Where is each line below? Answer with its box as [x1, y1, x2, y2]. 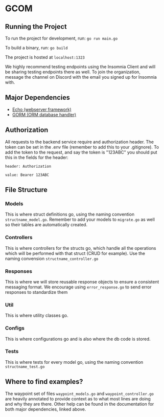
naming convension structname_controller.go [5, 255, 99, 262]
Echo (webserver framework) [12, 106, 72, 112]
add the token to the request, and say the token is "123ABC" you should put [5, 149, 158, 155]
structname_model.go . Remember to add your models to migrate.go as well [5, 217, 155, 222]
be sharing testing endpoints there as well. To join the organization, [5, 69, 141, 75]
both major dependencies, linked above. [5, 406, 86, 412]
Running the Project [5, 22, 67, 31]
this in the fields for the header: [5, 154, 69, 160]
